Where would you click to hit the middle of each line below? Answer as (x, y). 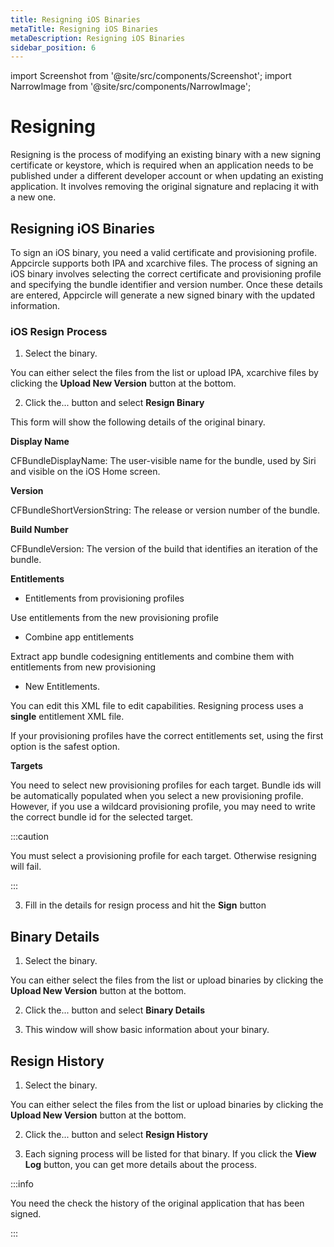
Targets (26, 766)
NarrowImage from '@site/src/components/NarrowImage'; (131, 87)
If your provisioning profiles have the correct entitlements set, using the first (167, 736)
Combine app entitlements (79, 637)
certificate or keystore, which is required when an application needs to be (162, 165)
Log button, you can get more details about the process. (140, 1164)
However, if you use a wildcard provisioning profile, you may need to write (163, 807)
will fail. (26, 867)
